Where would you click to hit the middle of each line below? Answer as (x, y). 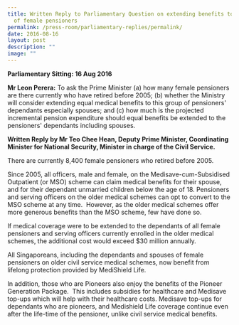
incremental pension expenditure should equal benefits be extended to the (117, 117)
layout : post (27, 41)
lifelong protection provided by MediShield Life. (77, 270)
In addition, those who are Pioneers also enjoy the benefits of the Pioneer (115, 283)
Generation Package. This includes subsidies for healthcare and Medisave (117, 291)
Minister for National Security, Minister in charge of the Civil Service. (111, 146)
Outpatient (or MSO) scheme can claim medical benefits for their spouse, (115, 181)
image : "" (22, 54)
